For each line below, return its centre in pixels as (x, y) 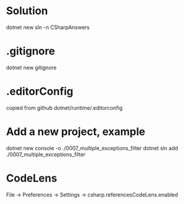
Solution (27, 11)
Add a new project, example (76, 132)
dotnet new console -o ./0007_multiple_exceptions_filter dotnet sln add (92, 148)
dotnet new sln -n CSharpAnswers (48, 27)
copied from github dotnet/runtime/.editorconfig (64, 108)
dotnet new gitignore (32, 67)
